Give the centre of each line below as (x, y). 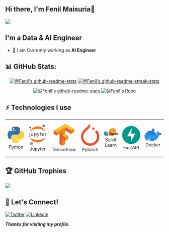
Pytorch (90, 150)
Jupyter (38, 149)
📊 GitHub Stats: (31, 67)
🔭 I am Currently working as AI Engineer (54, 50)
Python (16, 147)
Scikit (111, 140)
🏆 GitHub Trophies (36, 171)
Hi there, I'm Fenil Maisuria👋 (50, 9)
